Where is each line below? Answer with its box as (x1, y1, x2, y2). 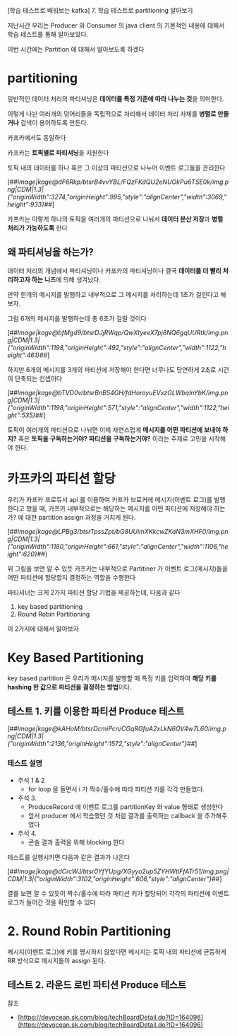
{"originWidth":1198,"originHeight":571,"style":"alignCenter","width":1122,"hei (7, 403, 230, 412)
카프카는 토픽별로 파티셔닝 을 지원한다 (7, 148, 109, 157)
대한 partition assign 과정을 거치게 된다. (25, 513, 136, 521)
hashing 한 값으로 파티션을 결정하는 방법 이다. (7, 682, 132, 691)
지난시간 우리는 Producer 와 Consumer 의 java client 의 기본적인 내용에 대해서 (7, 21, 225, 30)
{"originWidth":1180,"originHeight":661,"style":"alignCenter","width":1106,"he (7, 542, 229, 550)
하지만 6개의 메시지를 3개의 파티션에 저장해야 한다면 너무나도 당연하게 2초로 (7, 365, 217, 373)
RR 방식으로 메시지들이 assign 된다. (7, 956, 106, 965)
